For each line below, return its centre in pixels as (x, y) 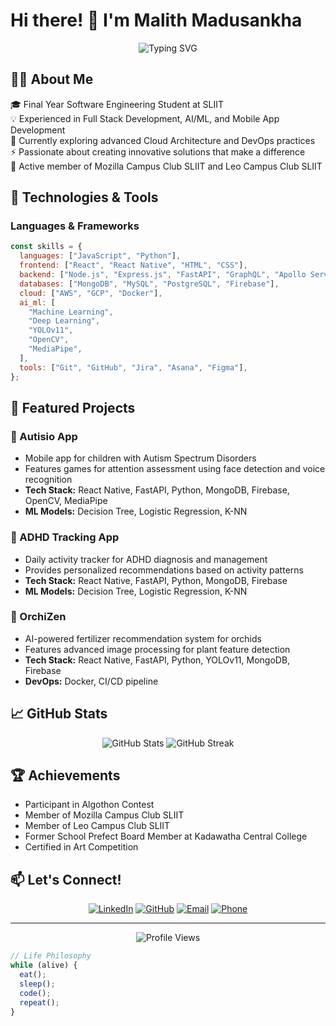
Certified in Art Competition (81, 847)
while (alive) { (44, 965)
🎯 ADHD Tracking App (65, 537)
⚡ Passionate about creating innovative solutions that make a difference (158, 151)
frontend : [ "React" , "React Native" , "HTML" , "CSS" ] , (133, 265)
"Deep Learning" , (64, 321)
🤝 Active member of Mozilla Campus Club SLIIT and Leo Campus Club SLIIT (166, 166)
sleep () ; (37, 984)
